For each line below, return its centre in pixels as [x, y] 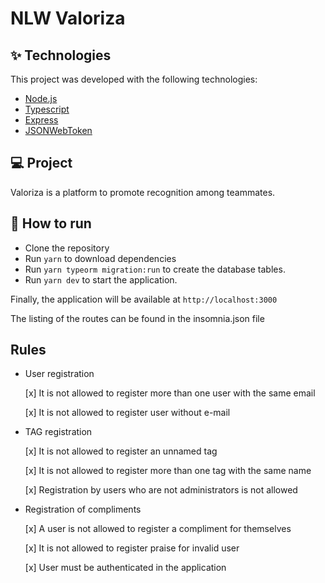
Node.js [41, 98]
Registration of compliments [83, 509]
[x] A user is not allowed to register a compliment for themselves [158, 529]
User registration [59, 374]
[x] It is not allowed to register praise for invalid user [132, 548]
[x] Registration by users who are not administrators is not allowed [161, 490]
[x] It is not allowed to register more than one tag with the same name [168, 471]
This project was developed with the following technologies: [134, 79]
